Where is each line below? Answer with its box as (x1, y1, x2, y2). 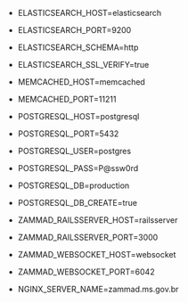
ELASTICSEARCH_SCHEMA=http (17, 42, 139, 53)
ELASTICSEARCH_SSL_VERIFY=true (17, 60, 150, 70)
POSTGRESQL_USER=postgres (17, 146, 132, 156)
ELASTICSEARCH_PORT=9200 (17, 25, 132, 35)
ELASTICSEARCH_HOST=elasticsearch (17, 8, 162, 18)
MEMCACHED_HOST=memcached (17, 77, 145, 87)
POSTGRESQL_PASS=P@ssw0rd (17, 163, 139, 173)
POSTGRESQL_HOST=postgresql (17, 111, 140, 121)
